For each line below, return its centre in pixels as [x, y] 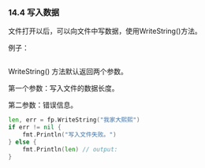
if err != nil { [35, 128]
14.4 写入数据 [34, 12]
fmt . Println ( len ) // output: [70, 149]
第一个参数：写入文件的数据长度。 [63, 88]
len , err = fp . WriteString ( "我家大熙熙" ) [74, 120]
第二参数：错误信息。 [43, 105]
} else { [22, 142]
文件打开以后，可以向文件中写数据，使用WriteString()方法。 [105, 31]
